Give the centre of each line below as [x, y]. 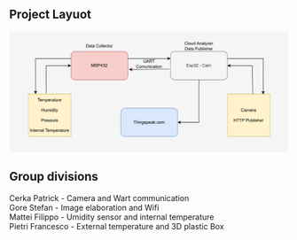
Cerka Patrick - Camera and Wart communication [99, 197]
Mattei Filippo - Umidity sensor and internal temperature [112, 217]
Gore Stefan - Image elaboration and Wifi [84, 207]
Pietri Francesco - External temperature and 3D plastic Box [117, 226]
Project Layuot [50, 15]
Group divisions [54, 177]
